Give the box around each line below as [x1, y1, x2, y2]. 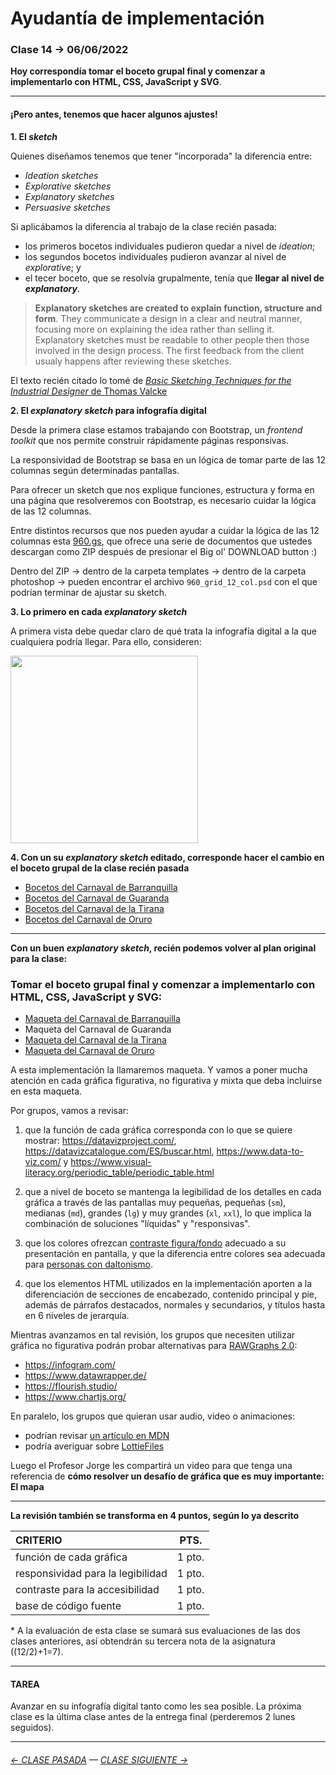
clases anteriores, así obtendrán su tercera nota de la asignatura [10, 1635, 276, 1647]
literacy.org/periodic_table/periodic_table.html [24, 1166, 215, 1178]
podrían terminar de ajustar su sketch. [10, 586, 168, 598]
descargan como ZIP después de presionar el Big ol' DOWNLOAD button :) [10, 545, 318, 557]
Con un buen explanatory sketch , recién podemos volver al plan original [10, 942, 317, 954]
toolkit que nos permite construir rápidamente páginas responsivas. [10, 434, 289, 446]
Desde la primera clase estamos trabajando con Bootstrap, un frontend [10, 423, 303, 436]
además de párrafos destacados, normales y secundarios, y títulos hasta [24, 1298, 325, 1311]
